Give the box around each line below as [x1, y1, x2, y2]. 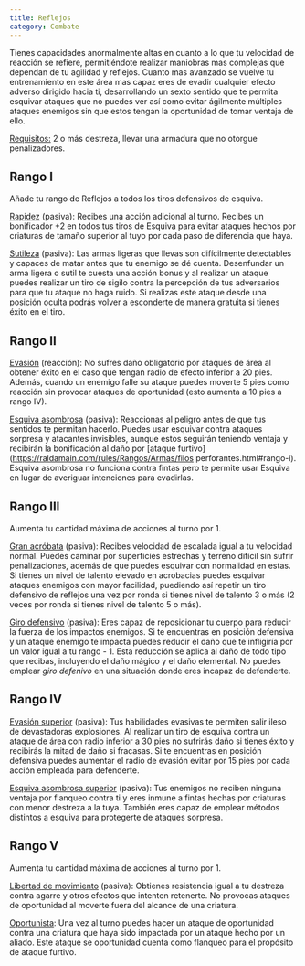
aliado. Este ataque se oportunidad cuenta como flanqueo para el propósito [9, 937, 294, 948]
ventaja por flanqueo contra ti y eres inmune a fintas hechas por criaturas [9, 792, 286, 803]
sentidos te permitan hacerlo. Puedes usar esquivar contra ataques [9, 424, 263, 435]
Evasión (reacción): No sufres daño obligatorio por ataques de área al [9, 358, 272, 369]
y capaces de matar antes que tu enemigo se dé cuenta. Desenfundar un [9, 258, 285, 269]
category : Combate [9, 22, 79, 31]
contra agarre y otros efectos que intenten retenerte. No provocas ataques [9, 889, 290, 901]
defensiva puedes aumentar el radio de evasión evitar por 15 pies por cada [9, 755, 290, 766]
